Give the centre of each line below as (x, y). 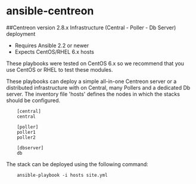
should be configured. (33, 100)
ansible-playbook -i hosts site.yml (63, 175)
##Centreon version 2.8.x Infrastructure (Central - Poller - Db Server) (91, 27)
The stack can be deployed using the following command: (77, 164)
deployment (21, 33)
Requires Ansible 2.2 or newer (52, 45)
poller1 (26, 132)
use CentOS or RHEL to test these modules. (60, 69)
